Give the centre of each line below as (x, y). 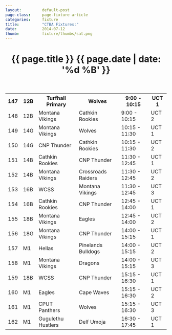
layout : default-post (38, 10)
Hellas (46, 249)
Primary (56, 104)
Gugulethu (51, 319)
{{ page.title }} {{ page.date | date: (86, 59)
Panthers (49, 310)
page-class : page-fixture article (47, 15)
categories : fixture (32, 19)
